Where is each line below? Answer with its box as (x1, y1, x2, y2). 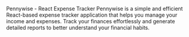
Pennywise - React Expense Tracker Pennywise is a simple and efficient (6, 5, 183, 12)
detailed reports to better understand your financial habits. (6, 24, 150, 31)
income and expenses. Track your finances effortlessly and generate (6, 18, 175, 24)
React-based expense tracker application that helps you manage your (6, 11, 178, 18)
